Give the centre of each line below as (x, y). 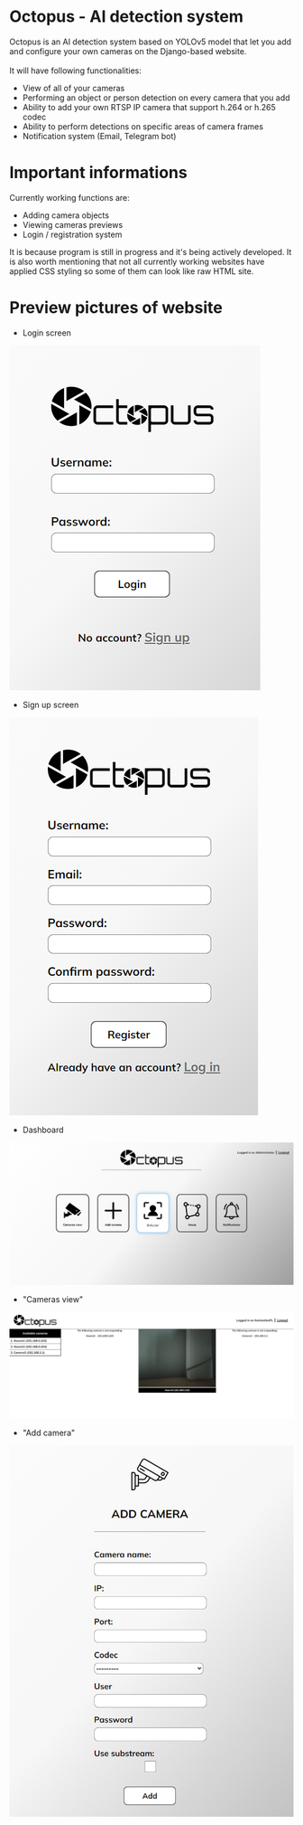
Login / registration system (72, 234)
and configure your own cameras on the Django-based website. (128, 51)
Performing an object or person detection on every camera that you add (156, 98)
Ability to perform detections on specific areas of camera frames (143, 126)
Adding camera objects (66, 215)
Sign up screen (50, 704)
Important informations (98, 173)
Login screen (47, 333)
